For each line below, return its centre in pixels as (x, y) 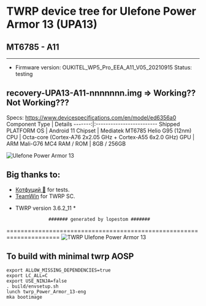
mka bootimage (25, 297)
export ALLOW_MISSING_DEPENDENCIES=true (59, 270)
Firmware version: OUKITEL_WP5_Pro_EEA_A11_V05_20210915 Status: (103, 67)
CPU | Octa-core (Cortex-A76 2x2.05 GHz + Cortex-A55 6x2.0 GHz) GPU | (101, 137)
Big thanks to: (33, 175)
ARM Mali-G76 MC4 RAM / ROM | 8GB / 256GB (66, 143)
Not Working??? (38, 103)
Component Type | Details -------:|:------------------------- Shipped (93, 124)
